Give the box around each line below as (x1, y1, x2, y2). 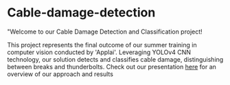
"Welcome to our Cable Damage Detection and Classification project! (7, 27, 203, 36)
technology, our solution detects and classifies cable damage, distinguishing (7, 55, 224, 63)
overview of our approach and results (7, 70, 113, 78)
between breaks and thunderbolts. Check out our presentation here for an (7, 62, 216, 71)
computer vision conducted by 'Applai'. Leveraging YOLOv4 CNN (7, 48, 191, 56)
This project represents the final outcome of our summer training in (7, 40, 197, 49)
